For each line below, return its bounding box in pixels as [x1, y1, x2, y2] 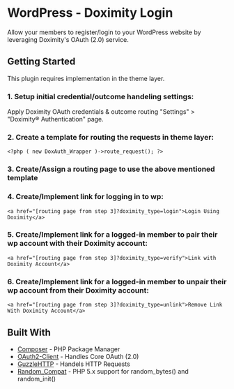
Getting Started [7, 56, 76, 68]
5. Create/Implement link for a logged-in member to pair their [7, 230, 218, 240]
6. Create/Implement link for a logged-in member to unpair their [7, 277, 227, 286]
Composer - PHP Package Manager [17, 344, 120, 353]
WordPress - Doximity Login [7, 5, 173, 21]
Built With [7, 326, 51, 338]
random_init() [17, 374, 56, 383]
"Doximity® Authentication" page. [7, 115, 104, 124]
